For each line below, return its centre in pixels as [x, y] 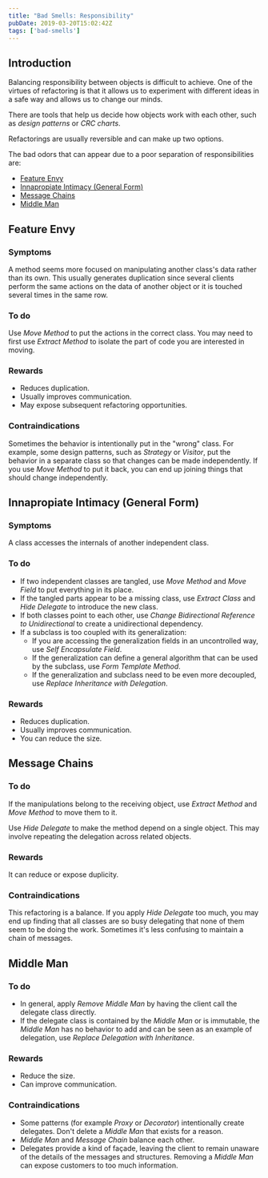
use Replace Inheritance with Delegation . [100, 683]
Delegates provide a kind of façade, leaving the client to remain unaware [140, 1148]
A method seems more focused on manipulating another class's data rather [133, 269]
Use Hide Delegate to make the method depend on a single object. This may [134, 828]
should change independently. [58, 477]
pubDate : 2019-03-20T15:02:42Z [60, 23]
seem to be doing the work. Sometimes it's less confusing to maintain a [126, 930]
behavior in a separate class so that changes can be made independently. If [133, 460]
